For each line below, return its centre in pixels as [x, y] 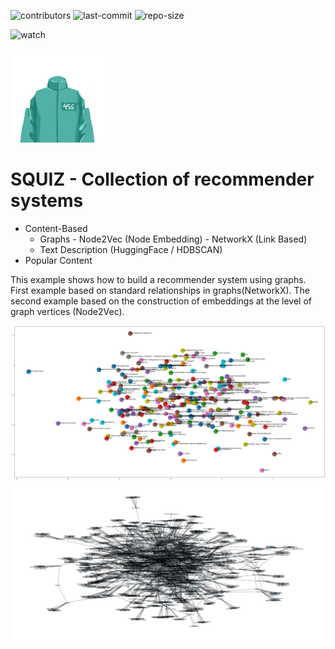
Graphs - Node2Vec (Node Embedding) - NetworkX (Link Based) [173, 239]
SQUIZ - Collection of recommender [162, 179]
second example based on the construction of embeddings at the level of [161, 301]
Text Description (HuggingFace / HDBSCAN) [131, 249]
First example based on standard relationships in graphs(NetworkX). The [160, 290]
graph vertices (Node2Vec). [67, 311]
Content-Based [56, 228]
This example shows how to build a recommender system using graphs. [158, 279]
